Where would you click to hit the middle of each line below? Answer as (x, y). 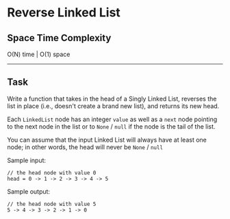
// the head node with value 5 (52, 204)
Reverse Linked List (64, 13)
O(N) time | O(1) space (39, 54)
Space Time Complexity (59, 38)
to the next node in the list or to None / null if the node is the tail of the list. (111, 126)
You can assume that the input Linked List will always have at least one (107, 140)
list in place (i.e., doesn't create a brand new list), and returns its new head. (113, 106)
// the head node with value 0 (52, 172)
